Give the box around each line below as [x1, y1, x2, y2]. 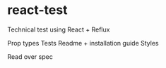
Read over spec [7, 52, 53, 61]
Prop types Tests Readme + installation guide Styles [7, 39, 159, 47]
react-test [7, 2, 68, 18]
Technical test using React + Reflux [7, 25, 110, 34]
